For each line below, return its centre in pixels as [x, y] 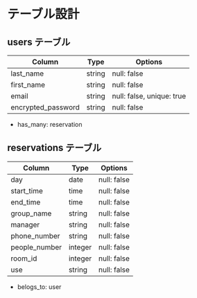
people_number [36, 247]
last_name [27, 73]
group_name [31, 213]
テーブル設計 [43, 14]
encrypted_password [45, 107]
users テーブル [39, 42]
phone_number [35, 236]
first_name [28, 85]
